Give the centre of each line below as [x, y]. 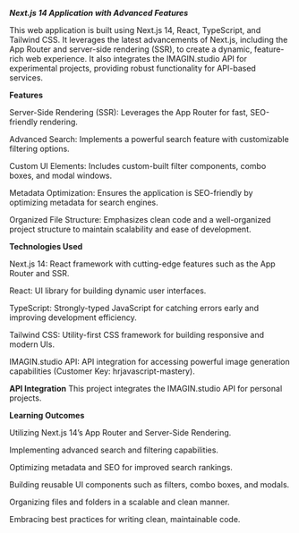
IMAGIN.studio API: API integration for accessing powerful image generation [149, 362]
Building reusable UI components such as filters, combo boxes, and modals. [149, 485]
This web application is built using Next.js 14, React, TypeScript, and [135, 30]
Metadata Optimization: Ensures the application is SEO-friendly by [131, 193]
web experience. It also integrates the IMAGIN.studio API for [137, 59]
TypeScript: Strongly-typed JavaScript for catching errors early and [134, 308]
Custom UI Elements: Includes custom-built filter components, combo [138, 166]
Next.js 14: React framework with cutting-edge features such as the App [142, 264]
